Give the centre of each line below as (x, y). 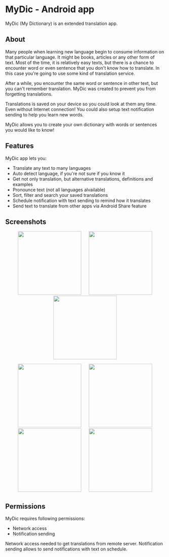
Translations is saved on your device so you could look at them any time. (81, 104)
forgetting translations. (29, 94)
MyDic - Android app (50, 9)
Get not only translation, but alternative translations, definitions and (83, 179)
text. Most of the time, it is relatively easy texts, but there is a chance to (80, 63)
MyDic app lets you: (26, 158)
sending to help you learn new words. (45, 114)
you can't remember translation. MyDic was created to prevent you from (80, 89)
